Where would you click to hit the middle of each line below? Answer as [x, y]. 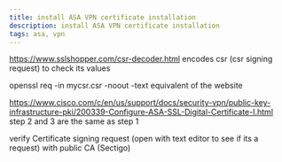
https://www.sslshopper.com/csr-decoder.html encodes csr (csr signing [141, 59]
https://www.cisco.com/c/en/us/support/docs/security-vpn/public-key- [140, 103]
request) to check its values [60, 68]
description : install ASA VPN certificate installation [114, 26]
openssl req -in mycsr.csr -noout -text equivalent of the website [126, 86]
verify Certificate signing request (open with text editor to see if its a [134, 139]
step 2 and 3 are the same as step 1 [74, 121]
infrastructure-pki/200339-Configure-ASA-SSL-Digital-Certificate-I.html [141, 112]
